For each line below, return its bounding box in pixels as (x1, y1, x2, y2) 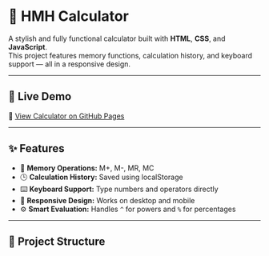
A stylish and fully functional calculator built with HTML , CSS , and (8, 34, 226, 43)
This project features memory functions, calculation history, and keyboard (8, 50, 253, 60)
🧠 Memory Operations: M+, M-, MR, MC (19, 163, 155, 173)
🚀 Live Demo (8, 90, 72, 103)
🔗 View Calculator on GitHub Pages (8, 111, 125, 121)
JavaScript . (8, 42, 48, 51)
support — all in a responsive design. (8, 59, 130, 69)
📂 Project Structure (8, 234, 106, 248)
